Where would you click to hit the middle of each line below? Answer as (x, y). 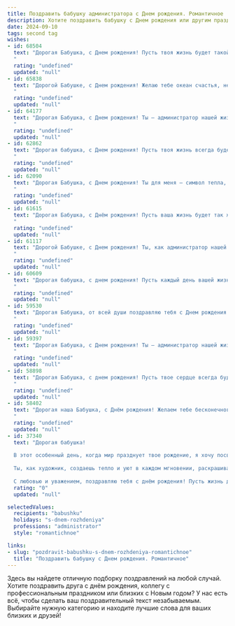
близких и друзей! (34, 616)
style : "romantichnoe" (47, 533)
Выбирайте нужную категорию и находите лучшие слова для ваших (109, 608)
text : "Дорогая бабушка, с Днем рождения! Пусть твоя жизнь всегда (114, 150)
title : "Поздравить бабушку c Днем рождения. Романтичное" (101, 559)
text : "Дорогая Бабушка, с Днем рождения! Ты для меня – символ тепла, (120, 182)
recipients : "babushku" (48, 514)
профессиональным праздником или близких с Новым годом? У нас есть (117, 593)
